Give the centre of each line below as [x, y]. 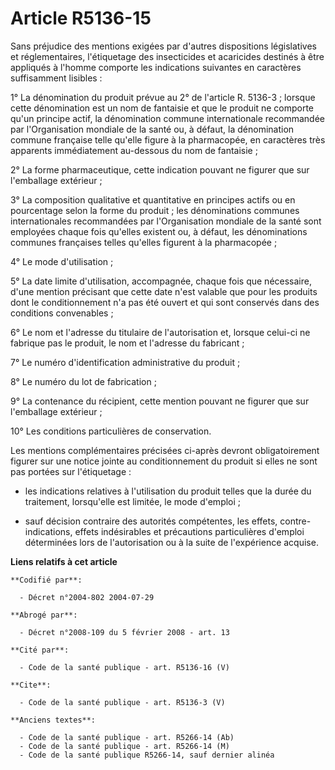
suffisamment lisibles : [56, 78]
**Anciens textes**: [53, 720]
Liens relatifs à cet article [64, 561]
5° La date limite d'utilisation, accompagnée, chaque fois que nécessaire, [161, 281]
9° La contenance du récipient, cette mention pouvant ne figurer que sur [160, 401]
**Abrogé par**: [44, 615]
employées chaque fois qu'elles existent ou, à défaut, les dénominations [159, 231]
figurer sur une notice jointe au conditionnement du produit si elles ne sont [164, 461]
